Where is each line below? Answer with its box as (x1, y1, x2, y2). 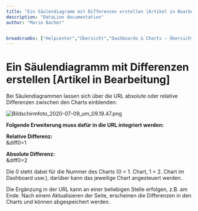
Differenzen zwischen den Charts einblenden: (6, 99, 117, 106)
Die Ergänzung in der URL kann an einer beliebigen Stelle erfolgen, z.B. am (6, 186, 187, 193)
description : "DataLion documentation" (6, 14, 104, 20)
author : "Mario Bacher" (6, 19, 65, 25)
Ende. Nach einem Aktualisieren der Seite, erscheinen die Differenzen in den (6, 192, 192, 199)
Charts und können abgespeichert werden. (6, 198, 110, 206)
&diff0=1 (6, 139, 27, 146)
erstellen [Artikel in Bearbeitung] (6, 73, 170, 86)
